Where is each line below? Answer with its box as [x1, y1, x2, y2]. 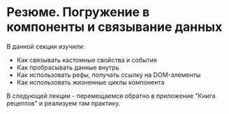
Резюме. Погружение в [6, 4, 150, 20]
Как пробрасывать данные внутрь [16, 63, 119, 71]
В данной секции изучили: [6, 42, 85, 50]
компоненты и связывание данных [6, 19, 223, 35]
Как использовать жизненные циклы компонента [16, 78, 165, 86]
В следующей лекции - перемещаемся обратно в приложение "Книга [6, 92, 216, 100]
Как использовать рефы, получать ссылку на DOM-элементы [16, 71, 201, 79]
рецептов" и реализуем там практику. [6, 99, 121, 107]
